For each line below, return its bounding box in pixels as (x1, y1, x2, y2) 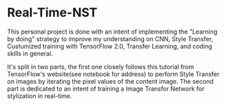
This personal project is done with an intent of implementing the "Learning (7, 27, 218, 36)
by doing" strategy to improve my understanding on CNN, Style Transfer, (7, 34, 213, 43)
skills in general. (7, 49, 53, 58)
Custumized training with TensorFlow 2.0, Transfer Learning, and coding (7, 42, 213, 50)
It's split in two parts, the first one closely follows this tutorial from (7, 62, 195, 71)
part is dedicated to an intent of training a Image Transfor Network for (7, 84, 205, 93)
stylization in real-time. (7, 91, 72, 100)
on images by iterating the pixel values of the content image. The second (7, 77, 214, 85)
